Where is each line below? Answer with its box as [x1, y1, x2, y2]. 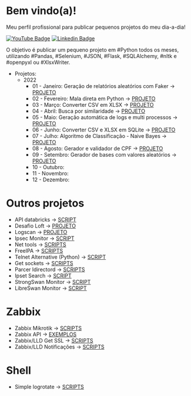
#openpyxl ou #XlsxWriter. [6, 59, 71, 66]
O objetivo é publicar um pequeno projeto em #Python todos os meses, [6, 46, 179, 53]
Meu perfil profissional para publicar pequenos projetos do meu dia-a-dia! [6, 23, 186, 31]
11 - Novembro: [32, 170, 69, 177]
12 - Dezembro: [32, 176, 69, 183]
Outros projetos [6, 197, 85, 210]
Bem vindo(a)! [6, 4, 76, 18]
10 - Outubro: [32, 163, 65, 171]
